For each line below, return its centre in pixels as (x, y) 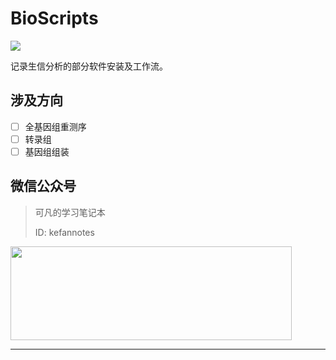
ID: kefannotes (64, 232)
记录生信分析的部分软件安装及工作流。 (89, 66)
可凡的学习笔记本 (70, 212)
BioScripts (54, 18)
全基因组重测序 (55, 126)
